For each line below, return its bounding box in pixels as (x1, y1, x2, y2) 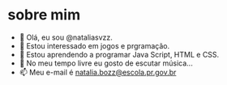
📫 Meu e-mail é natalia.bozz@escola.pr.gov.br (19, 67, 177, 77)
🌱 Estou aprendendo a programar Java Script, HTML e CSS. (19, 49, 220, 59)
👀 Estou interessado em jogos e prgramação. (19, 40, 170, 50)
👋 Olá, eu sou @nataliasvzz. (19, 32, 113, 42)
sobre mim (7, 6, 81, 24)
